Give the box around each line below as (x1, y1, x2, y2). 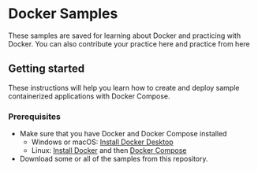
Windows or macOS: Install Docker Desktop (31, 137, 174, 147)
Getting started (8, 62, 85, 76)
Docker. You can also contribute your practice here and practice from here (8, 39, 250, 48)
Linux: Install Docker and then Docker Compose (31, 146, 187, 155)
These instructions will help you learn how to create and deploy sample (8, 83, 240, 92)
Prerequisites (8, 111, 61, 122)
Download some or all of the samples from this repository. (19, 154, 208, 164)
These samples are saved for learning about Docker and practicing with (8, 31, 241, 40)
